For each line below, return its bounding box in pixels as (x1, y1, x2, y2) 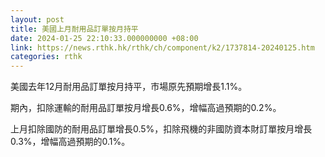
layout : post (10, 14, 65, 25)
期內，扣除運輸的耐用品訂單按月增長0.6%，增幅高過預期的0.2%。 (10, 102, 282, 114)
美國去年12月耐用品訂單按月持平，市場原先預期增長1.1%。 (10, 81, 248, 93)
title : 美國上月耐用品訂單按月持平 (10, 24, 139, 34)
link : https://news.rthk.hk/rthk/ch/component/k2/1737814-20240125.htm (10, 42, 315, 53)
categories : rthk (10, 52, 83, 62)
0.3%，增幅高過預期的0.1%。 (10, 136, 131, 148)
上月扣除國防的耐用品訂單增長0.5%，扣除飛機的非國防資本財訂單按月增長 (10, 123, 313, 135)
